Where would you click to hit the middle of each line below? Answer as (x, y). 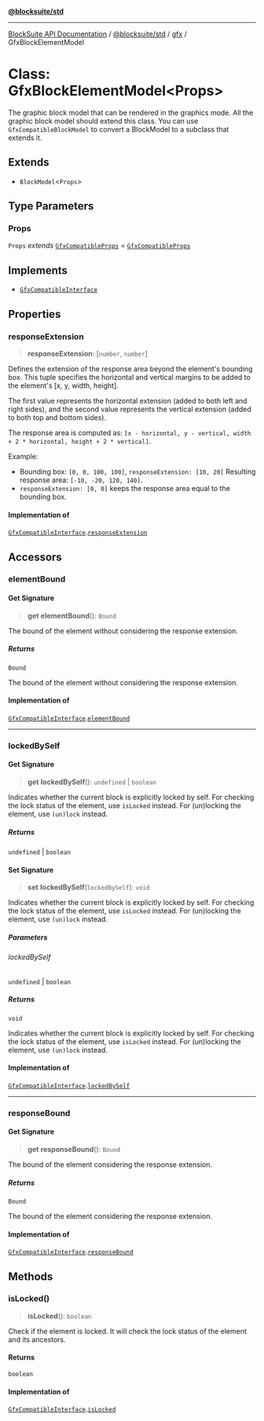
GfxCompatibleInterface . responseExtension (78, 532)
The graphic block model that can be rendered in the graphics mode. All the (131, 113)
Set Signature (31, 869)
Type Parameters (51, 207)
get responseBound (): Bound (73, 1149)
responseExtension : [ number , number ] (87, 353)
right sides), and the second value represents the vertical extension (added (130, 409)
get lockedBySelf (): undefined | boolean (92, 781)
